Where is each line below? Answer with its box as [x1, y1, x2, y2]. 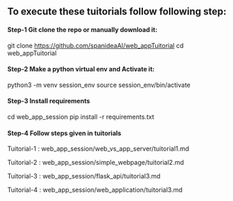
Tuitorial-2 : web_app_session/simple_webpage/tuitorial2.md [7, 159, 184, 167]
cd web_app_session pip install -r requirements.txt [7, 113, 154, 121]
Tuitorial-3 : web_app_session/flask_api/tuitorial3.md [7, 172, 161, 180]
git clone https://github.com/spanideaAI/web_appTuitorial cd [7, 41, 184, 50]
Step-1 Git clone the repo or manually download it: [7, 25, 158, 34]
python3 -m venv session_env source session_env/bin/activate [7, 81, 191, 89]
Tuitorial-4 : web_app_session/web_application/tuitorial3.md [7, 185, 183, 194]
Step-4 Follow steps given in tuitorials [7, 129, 122, 137]
